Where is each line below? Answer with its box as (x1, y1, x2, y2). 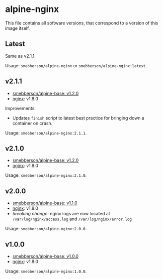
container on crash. (12, 120, 53, 126)
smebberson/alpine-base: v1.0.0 (12, 253, 79, 259)
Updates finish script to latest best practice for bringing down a (12, 115, 145, 121)
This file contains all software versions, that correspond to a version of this (5, 20, 158, 26)
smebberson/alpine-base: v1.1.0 (12, 200, 78, 206)
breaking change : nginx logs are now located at (12, 211, 110, 217)
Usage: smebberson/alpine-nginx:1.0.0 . (5, 268, 87, 274)
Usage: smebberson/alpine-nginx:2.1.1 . (5, 130, 87, 136)
